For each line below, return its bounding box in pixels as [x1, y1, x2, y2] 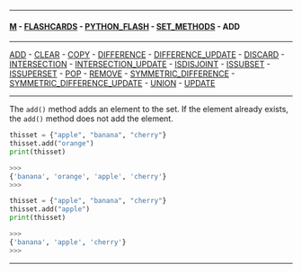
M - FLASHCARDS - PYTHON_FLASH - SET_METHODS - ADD [9, 21, 241, 31]
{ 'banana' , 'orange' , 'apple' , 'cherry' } [9, 172, 167, 181]
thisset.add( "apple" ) [9, 205, 91, 214]
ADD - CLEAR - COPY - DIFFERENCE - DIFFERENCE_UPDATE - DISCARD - [9, 49, 285, 60]
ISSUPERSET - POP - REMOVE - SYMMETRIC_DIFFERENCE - [9, 68, 235, 79]
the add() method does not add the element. [9, 113, 173, 124]
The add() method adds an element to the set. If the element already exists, [9, 104, 289, 115]
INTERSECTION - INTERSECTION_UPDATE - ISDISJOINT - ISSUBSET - [9, 59, 271, 70]
